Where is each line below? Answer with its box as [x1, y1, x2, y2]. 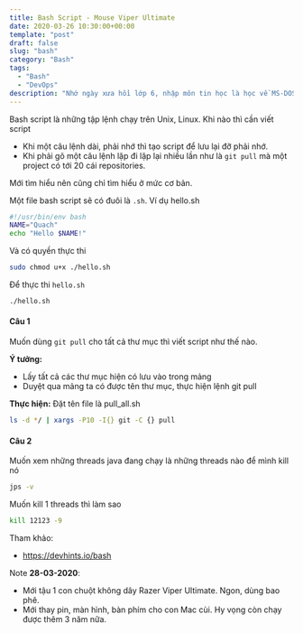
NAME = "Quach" [9, 220, 59, 230]
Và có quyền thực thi [9, 246, 87, 256]
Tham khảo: [9, 532, 54, 543]
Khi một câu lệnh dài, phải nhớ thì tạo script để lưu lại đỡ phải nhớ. [22, 141, 269, 152]
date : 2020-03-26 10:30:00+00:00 [9, 22, 135, 31]
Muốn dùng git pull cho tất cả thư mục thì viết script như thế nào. [9, 336, 259, 348]
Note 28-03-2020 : [9, 567, 81, 578]
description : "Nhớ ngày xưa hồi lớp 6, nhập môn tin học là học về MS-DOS [9, 88, 297, 98]
